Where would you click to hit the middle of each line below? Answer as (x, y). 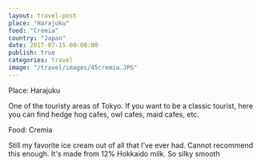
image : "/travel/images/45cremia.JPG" (73, 68)
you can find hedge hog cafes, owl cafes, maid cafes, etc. (104, 114)
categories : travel (41, 61)
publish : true (32, 53)
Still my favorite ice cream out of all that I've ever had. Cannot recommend (131, 145)
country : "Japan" (37, 38)
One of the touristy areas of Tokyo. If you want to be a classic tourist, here (131, 105)
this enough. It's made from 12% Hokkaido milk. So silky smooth (114, 153)
